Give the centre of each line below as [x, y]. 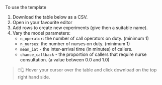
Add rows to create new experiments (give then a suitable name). [80, 28]
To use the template [26, 7]
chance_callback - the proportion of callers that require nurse [83, 54]
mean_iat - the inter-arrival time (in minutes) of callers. [76, 49]
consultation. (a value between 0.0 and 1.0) [65, 60]
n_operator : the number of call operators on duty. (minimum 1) [85, 38]
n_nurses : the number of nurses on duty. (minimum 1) [75, 44]
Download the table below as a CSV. [50, 17]
